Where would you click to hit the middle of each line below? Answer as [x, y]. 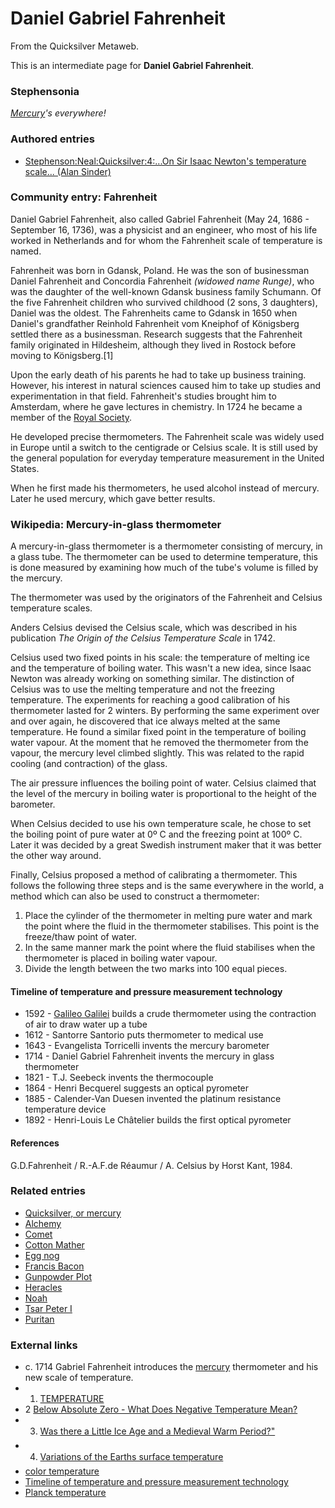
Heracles [43, 1287]
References [35, 1143]
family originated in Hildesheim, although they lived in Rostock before [153, 344]
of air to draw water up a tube [86, 1024]
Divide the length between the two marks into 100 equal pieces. [156, 969]
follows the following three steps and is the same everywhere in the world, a [167, 886]
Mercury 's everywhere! [58, 113]
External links [44, 1345]
